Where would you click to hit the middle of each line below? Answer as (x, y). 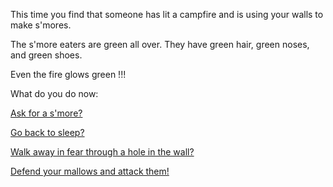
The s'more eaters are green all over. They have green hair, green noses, (160, 44)
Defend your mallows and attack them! (90, 171)
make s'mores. (41, 25)
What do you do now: (54, 93)
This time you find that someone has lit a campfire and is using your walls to (167, 14)
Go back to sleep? (47, 132)
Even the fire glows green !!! (68, 74)
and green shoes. (46, 55)
